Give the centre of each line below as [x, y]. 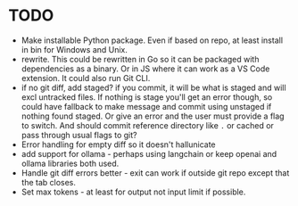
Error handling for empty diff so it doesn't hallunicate [118, 144]
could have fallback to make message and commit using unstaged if [146, 106]
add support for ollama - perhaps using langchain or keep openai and [149, 153]
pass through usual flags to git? [79, 135]
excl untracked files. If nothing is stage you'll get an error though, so [147, 97]
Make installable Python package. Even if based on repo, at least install [152, 40]
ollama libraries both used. [70, 163]
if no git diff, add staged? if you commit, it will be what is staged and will [153, 87]
